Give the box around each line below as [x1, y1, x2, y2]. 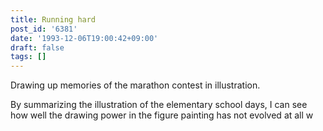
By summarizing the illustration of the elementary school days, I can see [10, 99, 308, 111]
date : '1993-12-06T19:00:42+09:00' [10, 33, 159, 43]
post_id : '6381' [10, 24, 78, 34]
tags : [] [10, 52, 47, 62]
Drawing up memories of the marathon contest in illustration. [10, 79, 261, 91]
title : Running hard [10, 14, 97, 25]
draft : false [10, 42, 65, 53]
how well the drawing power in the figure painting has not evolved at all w [10, 109, 314, 121]
